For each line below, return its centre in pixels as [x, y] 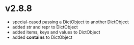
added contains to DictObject [42, 37]
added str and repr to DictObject [45, 27]
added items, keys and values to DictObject [56, 32]
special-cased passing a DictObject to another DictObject [70, 22]
